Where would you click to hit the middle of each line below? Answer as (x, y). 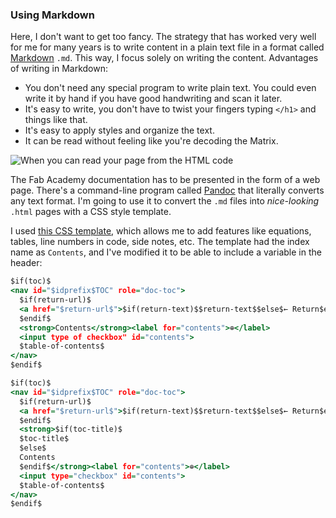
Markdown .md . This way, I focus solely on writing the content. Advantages (164, 58)
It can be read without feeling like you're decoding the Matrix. (151, 141)
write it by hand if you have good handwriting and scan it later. (153, 99)
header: (26, 263)
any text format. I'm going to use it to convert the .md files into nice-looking (165, 201)
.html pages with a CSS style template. (91, 212)
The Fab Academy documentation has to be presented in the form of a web (165, 180)
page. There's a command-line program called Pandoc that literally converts (167, 190)
